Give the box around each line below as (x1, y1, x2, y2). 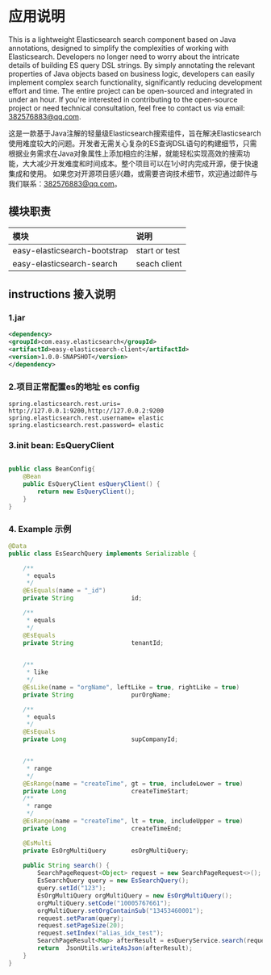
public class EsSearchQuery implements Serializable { (8, 550, 197, 558)
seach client (135, 257, 183, 269)
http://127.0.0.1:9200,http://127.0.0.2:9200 (8, 407, 164, 416)
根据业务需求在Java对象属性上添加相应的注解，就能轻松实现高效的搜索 (8, 149, 244, 158)
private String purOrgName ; (23, 691, 172, 699)
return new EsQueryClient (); (37, 487, 135, 496)
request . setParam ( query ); (37, 914, 125, 923)
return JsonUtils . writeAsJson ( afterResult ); (37, 944, 194, 952)
